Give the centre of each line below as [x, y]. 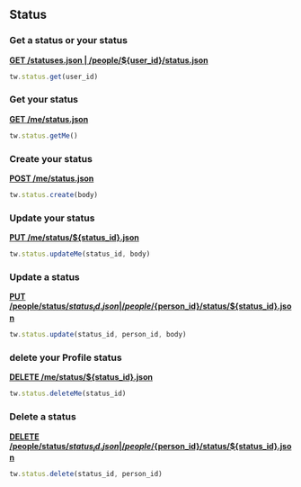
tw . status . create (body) [54, 195]
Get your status [44, 100]
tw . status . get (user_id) [54, 77]
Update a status [44, 277]
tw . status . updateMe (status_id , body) [80, 254]
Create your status [51, 158]
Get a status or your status [69, 41]
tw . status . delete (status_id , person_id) [86, 474]
